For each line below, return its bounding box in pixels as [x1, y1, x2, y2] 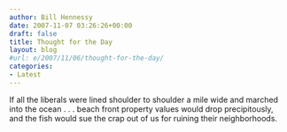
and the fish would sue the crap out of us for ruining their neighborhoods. [9, 113, 277, 123]
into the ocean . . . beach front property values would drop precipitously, [9, 103, 274, 114]
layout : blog [9, 46, 58, 55]
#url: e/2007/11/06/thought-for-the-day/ [9, 54, 165, 62]
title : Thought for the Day [9, 37, 113, 47]
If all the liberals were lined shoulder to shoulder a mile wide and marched [9, 94, 279, 105]
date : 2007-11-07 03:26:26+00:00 [9, 21, 133, 30]
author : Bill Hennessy [9, 12, 93, 22]
